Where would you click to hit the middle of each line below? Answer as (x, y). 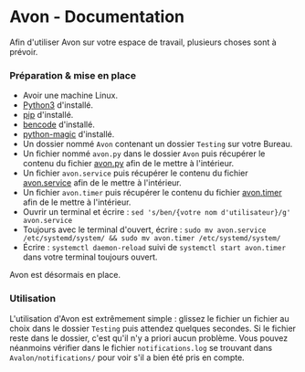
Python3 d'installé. (58, 105)
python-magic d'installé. (68, 134)
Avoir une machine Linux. (70, 96)
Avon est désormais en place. (65, 275)
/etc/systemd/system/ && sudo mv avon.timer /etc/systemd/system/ (152, 239)
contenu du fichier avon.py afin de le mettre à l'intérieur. (128, 164)
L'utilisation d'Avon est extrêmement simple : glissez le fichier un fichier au (149, 318)
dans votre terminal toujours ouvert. (90, 257)
